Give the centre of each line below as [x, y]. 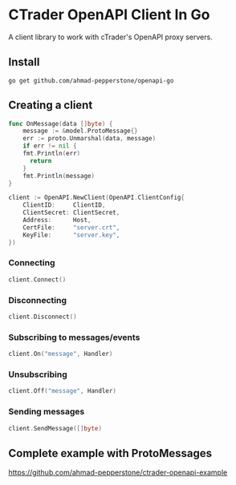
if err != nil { [50, 146]
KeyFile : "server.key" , [71, 235]
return [41, 161]
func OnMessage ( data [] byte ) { [61, 123]
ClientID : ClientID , [64, 205]
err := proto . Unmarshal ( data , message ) [90, 139]
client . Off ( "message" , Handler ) [62, 391]
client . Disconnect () [43, 317]
